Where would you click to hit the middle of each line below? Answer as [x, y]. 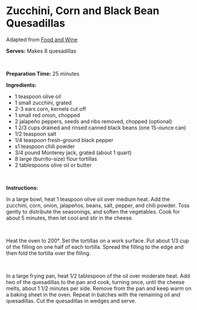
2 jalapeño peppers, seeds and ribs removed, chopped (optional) [93, 121]
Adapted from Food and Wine [42, 39]
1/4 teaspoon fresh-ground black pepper [64, 140]
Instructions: [22, 188]
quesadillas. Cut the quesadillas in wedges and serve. [71, 301]
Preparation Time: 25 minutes [43, 73]
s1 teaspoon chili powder [45, 146]
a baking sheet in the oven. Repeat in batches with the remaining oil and [93, 294]
